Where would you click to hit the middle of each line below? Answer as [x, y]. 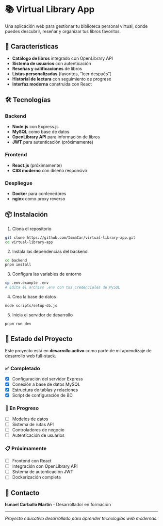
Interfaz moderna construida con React [52, 84]
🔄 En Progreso [22, 408]
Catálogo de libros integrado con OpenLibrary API [62, 58]
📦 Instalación [26, 215]
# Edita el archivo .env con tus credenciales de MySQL [63, 288]
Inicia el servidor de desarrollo [42, 315]
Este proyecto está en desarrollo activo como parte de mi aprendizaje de [78, 350]
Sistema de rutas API [33, 424]
